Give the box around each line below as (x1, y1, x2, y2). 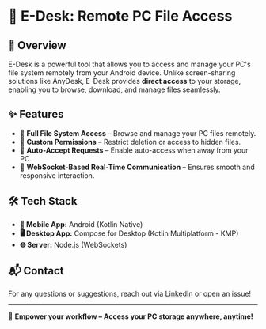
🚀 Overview (8, 39, 66, 52)
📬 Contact (8, 264, 64, 278)
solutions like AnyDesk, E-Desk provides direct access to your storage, (8, 77, 241, 85)
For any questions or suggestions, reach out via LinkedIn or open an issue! (8, 289, 252, 299)
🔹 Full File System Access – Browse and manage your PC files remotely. (19, 128, 256, 138)
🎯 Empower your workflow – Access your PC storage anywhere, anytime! (8, 312, 253, 321)
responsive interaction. (19, 170, 95, 180)
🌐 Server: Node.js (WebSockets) (19, 240, 127, 249)
